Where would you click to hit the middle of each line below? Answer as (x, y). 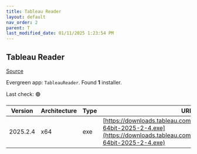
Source (15, 71)
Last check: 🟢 (23, 94)
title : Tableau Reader (34, 11)
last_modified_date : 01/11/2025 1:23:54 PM (60, 33)
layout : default (26, 17)
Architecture (59, 111)
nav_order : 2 (22, 22)
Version (22, 111)
